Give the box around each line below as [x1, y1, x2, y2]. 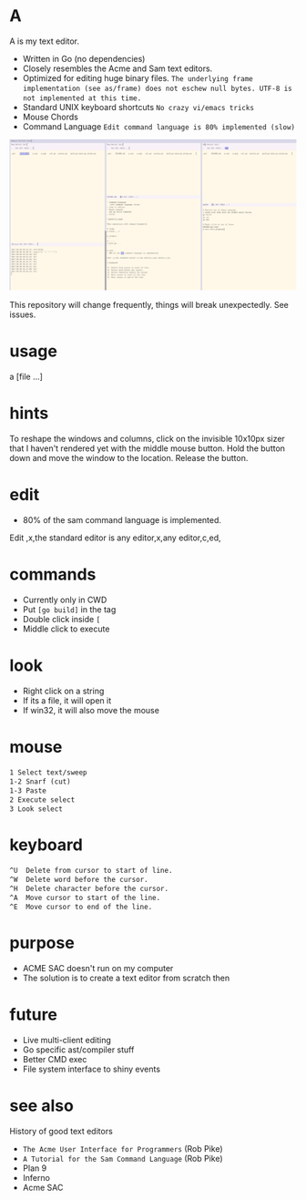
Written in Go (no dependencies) [22, 53, 146, 64]
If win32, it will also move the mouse [22, 704, 159, 715]
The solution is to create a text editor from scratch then [22, 972, 230, 983]
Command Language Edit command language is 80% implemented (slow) [22, 120, 296, 132]
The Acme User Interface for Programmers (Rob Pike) [22, 1143, 223, 1154]
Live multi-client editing [22, 1034, 112, 1045]
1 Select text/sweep [9, 767, 88, 777]
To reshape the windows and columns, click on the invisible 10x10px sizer [9, 434, 285, 445]
